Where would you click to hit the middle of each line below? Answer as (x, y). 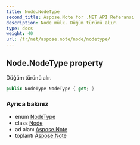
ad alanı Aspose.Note (41, 129)
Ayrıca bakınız (27, 103)
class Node (29, 123)
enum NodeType (35, 116)
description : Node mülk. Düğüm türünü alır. (62, 23)
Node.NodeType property (55, 63)
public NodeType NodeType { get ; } (50, 89)
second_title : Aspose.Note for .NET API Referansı (70, 17)
